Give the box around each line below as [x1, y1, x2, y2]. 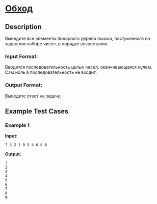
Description [5, 23, 42, 31]
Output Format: [5, 82, 43, 88]
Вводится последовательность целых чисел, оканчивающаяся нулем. [5, 64, 153, 70]
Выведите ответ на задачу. [5, 93, 61, 99]
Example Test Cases [5, 107, 69, 116]
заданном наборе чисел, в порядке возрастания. [5, 41, 109, 47]
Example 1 [5, 121, 30, 128]
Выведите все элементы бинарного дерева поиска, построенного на [5, 35, 151, 41]
